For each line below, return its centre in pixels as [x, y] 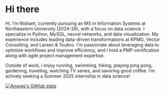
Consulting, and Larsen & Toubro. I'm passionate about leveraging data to [82, 44]
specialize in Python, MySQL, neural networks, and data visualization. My [82, 34]
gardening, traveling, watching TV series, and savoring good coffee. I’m [80, 70]
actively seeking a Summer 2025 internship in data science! [68, 76]
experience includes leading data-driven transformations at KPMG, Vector [83, 39]
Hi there [22, 9]
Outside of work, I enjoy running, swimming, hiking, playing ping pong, [79, 65]
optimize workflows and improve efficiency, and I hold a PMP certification [82, 50]
